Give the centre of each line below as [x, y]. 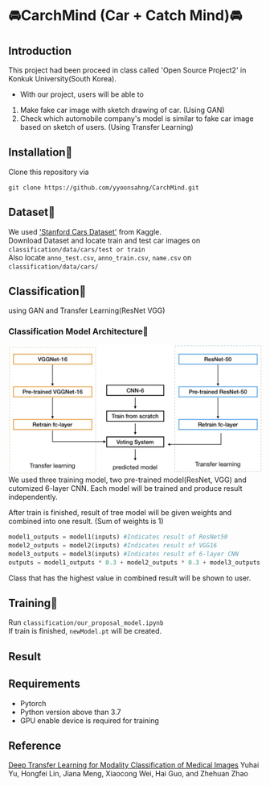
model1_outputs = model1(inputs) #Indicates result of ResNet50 [118, 537]
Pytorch [33, 703]
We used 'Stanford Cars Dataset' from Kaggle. [85, 231]
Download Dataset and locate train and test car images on [104, 240]
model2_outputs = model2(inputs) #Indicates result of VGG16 [113, 546]
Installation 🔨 [41, 153]
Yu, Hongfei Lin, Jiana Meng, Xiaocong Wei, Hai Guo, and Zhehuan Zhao [129, 774]
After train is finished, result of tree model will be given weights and [120, 513]
